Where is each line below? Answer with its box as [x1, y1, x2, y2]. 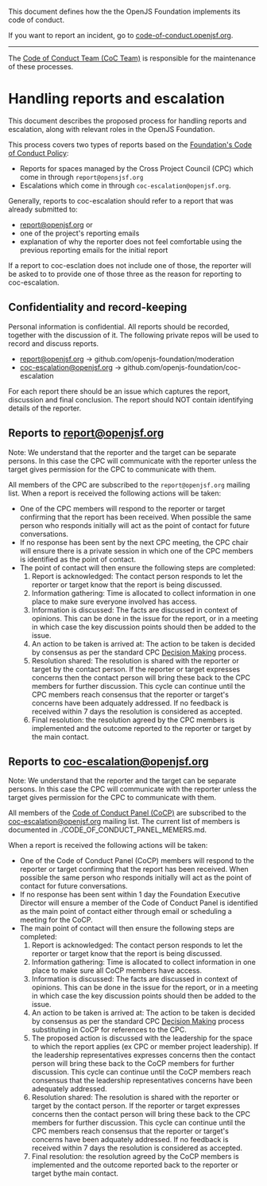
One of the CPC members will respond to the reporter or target [19, 504, 226, 513]
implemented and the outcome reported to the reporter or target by [31, 723, 252, 733]
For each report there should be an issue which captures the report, [8, 386, 230, 396]
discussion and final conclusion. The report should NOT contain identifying [8, 395, 253, 404]
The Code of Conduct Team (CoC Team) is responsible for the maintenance [8, 53, 256, 63]
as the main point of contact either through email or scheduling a [19, 907, 232, 916]
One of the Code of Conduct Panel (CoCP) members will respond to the [19, 856, 254, 865]
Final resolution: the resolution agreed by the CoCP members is [31, 1152, 240, 1161]
